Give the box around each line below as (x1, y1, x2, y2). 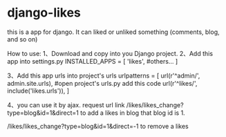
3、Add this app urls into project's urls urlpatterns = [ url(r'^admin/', (7, 71, 200, 80)
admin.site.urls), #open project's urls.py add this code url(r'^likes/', (7, 79, 198, 87)
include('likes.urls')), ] (7, 86, 70, 95)
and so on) (7, 35, 38, 43)
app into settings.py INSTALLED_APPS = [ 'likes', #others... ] (7, 57, 178, 65)
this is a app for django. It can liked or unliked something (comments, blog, (7, 28, 220, 36)
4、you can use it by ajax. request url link (7, 100, 125, 109)
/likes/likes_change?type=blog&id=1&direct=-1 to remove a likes (7, 122, 189, 130)
